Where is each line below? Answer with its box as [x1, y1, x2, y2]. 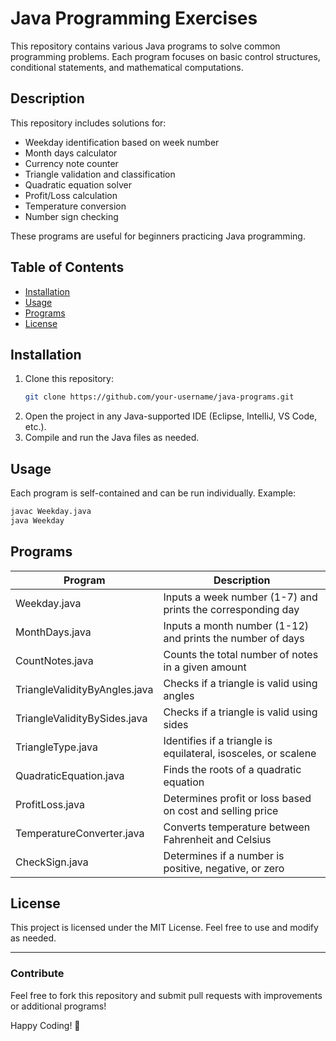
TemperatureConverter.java [15, 826, 145, 840]
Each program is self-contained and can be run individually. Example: [10, 487, 297, 499]
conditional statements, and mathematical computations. [10, 61, 244, 73]
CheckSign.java [15, 855, 89, 869]
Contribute [10, 967, 65, 981]
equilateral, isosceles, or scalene [163, 746, 317, 760]
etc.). [24, 421, 47, 433]
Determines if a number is [163, 848, 285, 862]
